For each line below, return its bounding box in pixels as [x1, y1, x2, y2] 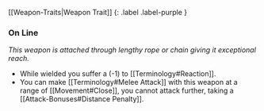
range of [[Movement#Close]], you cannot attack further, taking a [19, 86, 234, 95]
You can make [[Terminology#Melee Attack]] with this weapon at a [19, 78, 238, 87]
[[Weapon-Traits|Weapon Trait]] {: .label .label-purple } [8, 8, 188, 17]
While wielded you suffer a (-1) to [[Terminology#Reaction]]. [19, 69, 216, 78]
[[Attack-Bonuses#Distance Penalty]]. [19, 94, 144, 104]
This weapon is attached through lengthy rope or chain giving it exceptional [8, 45, 256, 55]
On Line [8, 27, 39, 38]
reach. [8, 54, 30, 63]
